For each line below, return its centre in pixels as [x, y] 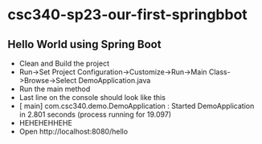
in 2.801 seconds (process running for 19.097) [95, 114]
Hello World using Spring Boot [84, 44]
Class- [219, 72]
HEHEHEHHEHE [46, 123]
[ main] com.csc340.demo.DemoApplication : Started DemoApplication [137, 106]
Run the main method [55, 89]
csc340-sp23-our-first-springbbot [128, 15]
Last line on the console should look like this [92, 97]
